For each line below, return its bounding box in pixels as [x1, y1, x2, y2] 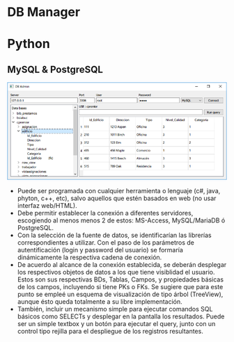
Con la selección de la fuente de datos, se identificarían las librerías [17, 231, 212, 239]
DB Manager [7, 4, 81, 20]
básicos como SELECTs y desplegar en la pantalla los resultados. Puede [17, 312, 225, 320]
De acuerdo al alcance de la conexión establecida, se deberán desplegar [17, 260, 227, 268]
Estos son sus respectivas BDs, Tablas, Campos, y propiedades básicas [17, 275, 224, 284]
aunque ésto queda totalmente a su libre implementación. [17, 297, 182, 306]
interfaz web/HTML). [17, 201, 78, 209]
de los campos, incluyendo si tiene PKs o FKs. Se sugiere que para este [17, 282, 224, 291]
